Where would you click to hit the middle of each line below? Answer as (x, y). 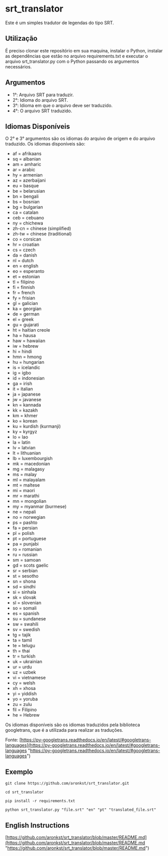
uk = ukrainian (27, 662)
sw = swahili (25, 624)
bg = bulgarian (28, 207)
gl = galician (25, 303)
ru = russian (25, 555)
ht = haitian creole (31, 330)
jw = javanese (27, 400)
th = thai (21, 651)
